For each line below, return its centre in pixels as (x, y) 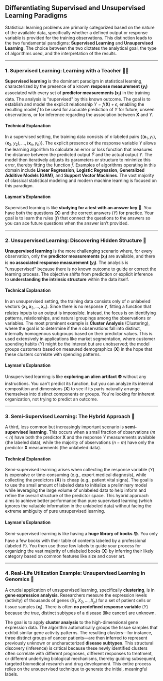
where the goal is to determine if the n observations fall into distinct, (73, 328)
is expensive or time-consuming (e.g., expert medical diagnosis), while (76, 475)
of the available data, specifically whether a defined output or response (76, 32)
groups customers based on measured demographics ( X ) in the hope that (79, 349)
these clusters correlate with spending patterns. (53, 354)
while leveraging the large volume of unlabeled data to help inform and (76, 490)
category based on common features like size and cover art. (65, 556)
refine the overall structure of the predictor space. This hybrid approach (77, 496)
